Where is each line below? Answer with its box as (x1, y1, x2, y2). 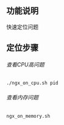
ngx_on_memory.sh (6, 113, 51, 119)
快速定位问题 (6, 23, 38, 30)
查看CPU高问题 (6, 60, 44, 68)
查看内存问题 (6, 94, 38, 101)
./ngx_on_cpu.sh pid (6, 80, 59, 87)
